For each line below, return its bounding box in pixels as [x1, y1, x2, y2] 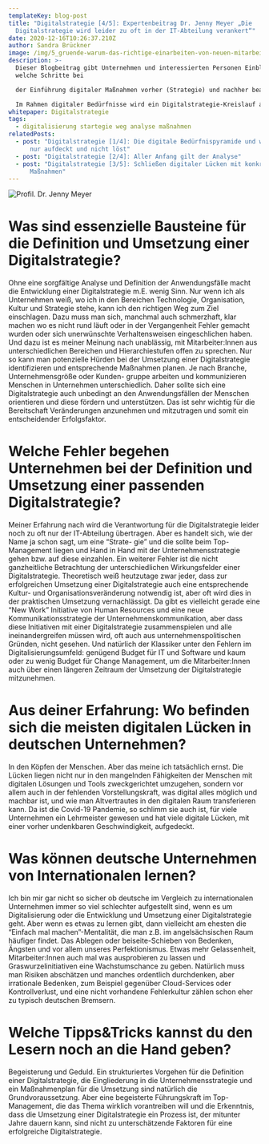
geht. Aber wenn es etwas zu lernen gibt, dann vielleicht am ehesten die [8, 919, 247, 928]
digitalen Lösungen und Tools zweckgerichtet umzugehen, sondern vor [8, 779, 244, 789]
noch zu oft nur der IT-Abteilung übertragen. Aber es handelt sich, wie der [8, 528, 254, 538]
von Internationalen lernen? [8, 867, 196, 885]
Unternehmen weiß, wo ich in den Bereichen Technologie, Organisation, [8, 295, 246, 305]
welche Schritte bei [15, 71, 84, 79]
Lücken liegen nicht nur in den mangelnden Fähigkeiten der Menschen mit [8, 770, 253, 780]
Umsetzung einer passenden [8, 476, 205, 495]
